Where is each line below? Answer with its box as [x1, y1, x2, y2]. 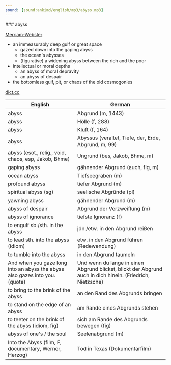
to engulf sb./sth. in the [8, 221, 63, 229]
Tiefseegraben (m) [77, 172, 122, 179]
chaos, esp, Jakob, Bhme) [8, 155, 70, 162]
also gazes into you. [8, 272, 55, 279]
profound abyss [8, 180, 46, 187]
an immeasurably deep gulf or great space [12, 41, 102, 47]
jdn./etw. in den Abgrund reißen [77, 224, 153, 232]
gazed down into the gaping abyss [20, 46, 93, 52]
